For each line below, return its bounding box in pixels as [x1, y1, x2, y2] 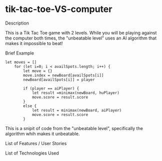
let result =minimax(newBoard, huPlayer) [31, 90, 120, 95]
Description [5, 20, 29, 26]
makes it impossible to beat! [5, 40, 63, 46]
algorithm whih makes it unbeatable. [5, 130, 80, 136]
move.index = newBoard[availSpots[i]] [23, 72, 104, 78]
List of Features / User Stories [5, 140, 67, 146]
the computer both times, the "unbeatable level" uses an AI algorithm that [5, 35, 156, 41]
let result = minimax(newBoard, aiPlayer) [31, 107, 122, 113]
